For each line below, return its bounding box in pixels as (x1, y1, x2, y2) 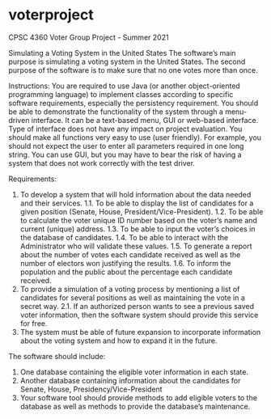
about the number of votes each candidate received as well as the (19, 249, 241, 260)
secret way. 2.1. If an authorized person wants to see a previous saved (19, 301, 255, 311)
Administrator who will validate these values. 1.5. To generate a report (19, 241, 252, 251)
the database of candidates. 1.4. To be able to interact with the (19, 232, 229, 242)
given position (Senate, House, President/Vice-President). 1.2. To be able (19, 206, 264, 216)
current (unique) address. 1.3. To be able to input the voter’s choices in (19, 224, 256, 234)
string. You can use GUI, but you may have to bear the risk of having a (8, 150, 242, 159)
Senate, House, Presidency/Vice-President (19, 384, 163, 394)
